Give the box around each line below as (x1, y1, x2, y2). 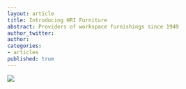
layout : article (7, 10, 54, 17)
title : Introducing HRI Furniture (7, 17, 108, 24)
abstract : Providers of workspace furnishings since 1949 (7, 23, 179, 30)
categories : (7, 42, 42, 49)
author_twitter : (7, 29, 54, 37)
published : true (7, 56, 54, 63)
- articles (7, 49, 39, 56)
